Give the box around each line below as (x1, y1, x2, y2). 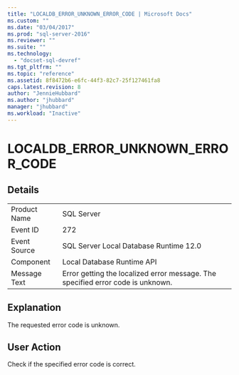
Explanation (7, 302, 62, 314)
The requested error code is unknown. (7, 320, 120, 329)
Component (11, 257, 51, 267)
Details (7, 184, 39, 196)
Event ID (11, 225, 39, 235)
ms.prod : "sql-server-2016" (7, 30, 91, 38)
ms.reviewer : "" (7, 37, 55, 44)
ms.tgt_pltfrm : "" (7, 63, 62, 71)
